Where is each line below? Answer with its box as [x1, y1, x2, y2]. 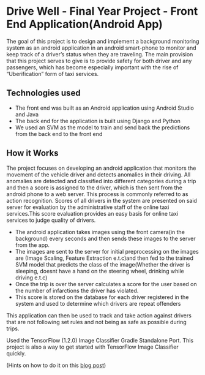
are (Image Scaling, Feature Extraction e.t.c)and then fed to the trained [15, 254, 194, 262]
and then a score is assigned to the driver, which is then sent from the [6, 184, 182, 191]
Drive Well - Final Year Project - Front [6, 4, 198, 18]
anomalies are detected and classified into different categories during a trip [6, 177, 196, 184]
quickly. [6, 349, 26, 357]
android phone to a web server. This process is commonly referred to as [6, 190, 188, 197]
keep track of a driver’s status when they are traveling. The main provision [6, 50, 193, 58]
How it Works [6, 148, 59, 159]
